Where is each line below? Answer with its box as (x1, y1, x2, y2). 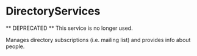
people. (5, 43, 25, 50)
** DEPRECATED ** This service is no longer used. (5, 24, 133, 32)
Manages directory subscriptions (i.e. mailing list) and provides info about (5, 36, 191, 43)
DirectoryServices (5, 4, 101, 18)
